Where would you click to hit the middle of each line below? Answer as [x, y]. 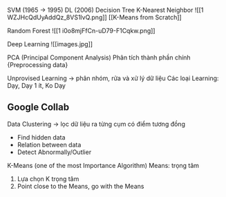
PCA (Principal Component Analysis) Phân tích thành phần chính [99, 57]
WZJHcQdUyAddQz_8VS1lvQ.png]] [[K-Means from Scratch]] [94, 17]
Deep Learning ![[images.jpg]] [50, 44]
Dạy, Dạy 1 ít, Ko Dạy [36, 85]
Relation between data [49, 144]
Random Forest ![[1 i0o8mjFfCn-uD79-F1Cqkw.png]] [81, 31]
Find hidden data [41, 137]
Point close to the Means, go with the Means [81, 186]
